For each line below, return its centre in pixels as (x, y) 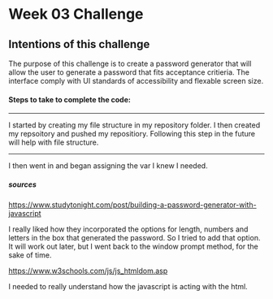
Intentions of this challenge (79, 44)
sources (22, 184)
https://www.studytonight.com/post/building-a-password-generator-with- (133, 205)
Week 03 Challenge (76, 14)
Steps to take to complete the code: (70, 99)
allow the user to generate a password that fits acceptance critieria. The (129, 72)
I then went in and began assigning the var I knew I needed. (108, 166)
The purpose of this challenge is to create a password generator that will (130, 63)
